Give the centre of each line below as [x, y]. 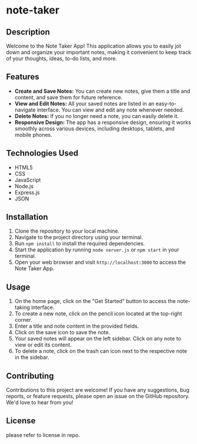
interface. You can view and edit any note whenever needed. [110, 110]
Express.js [27, 192]
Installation [27, 217]
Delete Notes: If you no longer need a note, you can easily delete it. [97, 116]
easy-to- [166, 103]
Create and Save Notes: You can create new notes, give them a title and [102, 91]
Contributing [30, 376]
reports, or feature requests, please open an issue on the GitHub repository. [98, 396]
